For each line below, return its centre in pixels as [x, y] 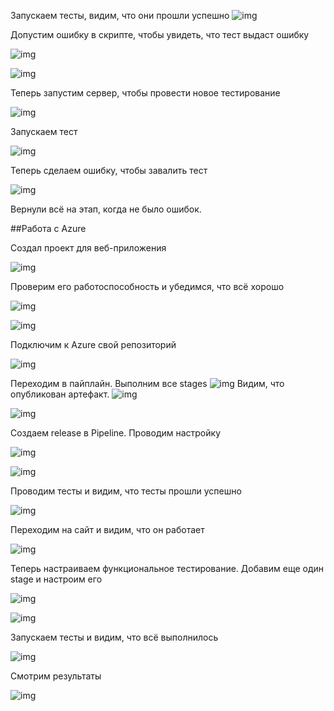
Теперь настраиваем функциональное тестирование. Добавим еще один [167, 568]
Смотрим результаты [56, 676]
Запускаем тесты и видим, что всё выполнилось [114, 637]
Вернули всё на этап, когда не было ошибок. [106, 209]
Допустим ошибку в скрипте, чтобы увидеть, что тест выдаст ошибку [160, 34]
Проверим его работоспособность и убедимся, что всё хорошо [147, 286]
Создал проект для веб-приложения [88, 248]
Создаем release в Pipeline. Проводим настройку [115, 433]
